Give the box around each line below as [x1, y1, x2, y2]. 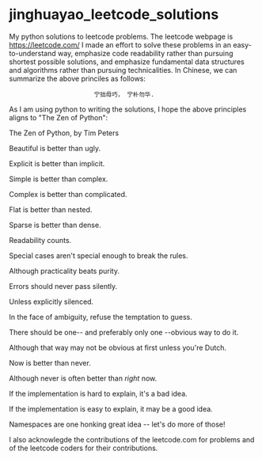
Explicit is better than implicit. [9, 158, 105, 168]
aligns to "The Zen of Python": [9, 112, 108, 122]
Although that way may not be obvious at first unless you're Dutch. [9, 343, 226, 352]
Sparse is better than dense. [9, 220, 101, 229]
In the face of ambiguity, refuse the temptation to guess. [9, 312, 193, 321]
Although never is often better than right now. [9, 374, 158, 383]
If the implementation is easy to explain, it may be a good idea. [9, 404, 213, 413]
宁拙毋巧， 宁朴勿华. [93, 90, 155, 98]
